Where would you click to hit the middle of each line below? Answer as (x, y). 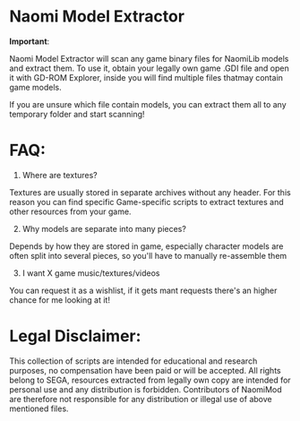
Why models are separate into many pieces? (104, 228)
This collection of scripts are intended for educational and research (133, 361)
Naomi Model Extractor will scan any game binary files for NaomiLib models (149, 58)
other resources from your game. (70, 211)
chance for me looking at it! (60, 300)
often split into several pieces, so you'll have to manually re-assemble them (148, 255)
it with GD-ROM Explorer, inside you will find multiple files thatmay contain (146, 77)
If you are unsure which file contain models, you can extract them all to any (148, 104)
